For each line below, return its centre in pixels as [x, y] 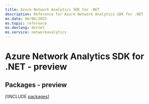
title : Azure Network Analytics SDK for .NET [52, 10]
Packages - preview [36, 85]
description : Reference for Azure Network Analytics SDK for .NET [74, 14]
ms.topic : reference [26, 23]
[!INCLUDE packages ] [27, 96]
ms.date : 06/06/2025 [26, 19]
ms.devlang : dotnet [25, 28]
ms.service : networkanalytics [36, 32]
